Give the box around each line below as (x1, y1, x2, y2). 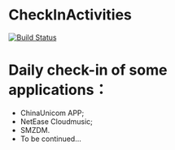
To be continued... (20, 134, 81, 144)
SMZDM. (20, 125, 50, 135)
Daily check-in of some (8, 61, 168, 79)
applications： (8, 81, 108, 99)
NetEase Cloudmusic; (20, 116, 94, 126)
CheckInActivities (8, 6, 132, 24)
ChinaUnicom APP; (20, 108, 85, 118)
